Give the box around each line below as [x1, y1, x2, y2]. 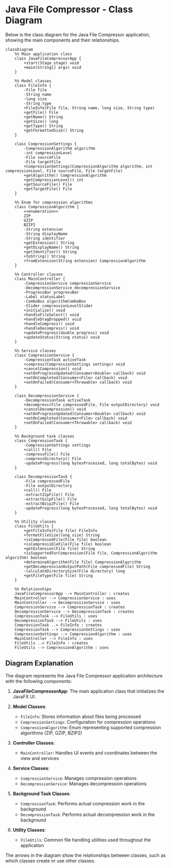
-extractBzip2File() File [24, 501, 80, 506]
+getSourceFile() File [24, 181, 72, 187]
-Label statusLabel [24, 294, 66, 299]
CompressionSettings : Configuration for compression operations [20, 718, 156, 725]
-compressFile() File [24, 451, 70, 457]
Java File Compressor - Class [5, 4, 134, 15]
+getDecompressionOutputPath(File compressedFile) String [24, 564, 150, 569]
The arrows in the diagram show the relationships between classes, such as [5, 852, 166, 858]
